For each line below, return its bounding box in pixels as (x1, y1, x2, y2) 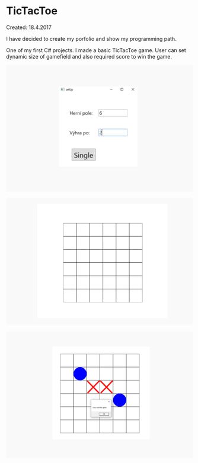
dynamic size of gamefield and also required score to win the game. (6, 53, 173, 60)
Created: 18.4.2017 (6, 24, 52, 31)
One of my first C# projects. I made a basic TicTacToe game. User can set (6, 46, 187, 54)
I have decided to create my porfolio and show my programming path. (6, 35, 177, 42)
